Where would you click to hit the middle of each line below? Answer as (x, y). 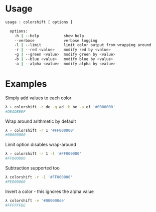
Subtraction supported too (33, 168)
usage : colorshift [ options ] (39, 22)
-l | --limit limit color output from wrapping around (83, 45)
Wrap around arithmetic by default (41, 121)
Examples (26, 84)
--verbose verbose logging (56, 41)
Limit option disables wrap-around (41, 145)
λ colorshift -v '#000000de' (36, 200)
